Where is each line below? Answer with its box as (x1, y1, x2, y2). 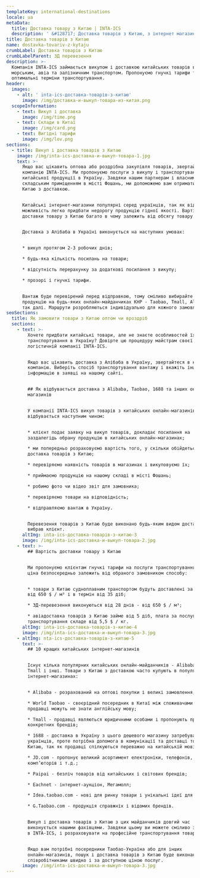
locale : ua (6, 14, 33, 20)
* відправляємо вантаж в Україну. (27, 505, 113, 511)
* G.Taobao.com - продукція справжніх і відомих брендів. (27, 803, 174, 809)
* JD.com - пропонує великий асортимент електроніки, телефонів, (27, 755, 193, 761)
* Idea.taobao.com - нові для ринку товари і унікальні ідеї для (27, 792, 193, 799)
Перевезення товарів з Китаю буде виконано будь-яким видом (27, 521, 180, 527)
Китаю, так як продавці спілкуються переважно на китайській (27, 744, 183, 750)
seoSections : (6, 310, 39, 316)
